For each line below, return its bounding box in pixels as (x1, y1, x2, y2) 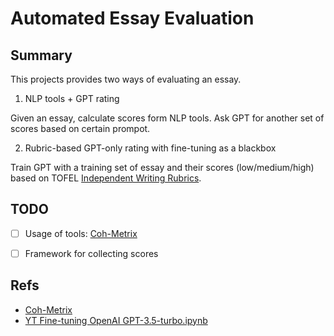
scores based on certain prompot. (10, 123, 151, 134)
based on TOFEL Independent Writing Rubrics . (10, 172, 202, 184)
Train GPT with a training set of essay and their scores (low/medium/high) (10, 162, 315, 173)
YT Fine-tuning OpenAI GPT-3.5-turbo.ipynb (24, 314, 208, 326)
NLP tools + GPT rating (24, 93, 120, 104)
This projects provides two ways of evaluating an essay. (10, 73, 242, 85)
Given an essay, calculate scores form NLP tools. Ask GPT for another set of (10, 112, 325, 124)
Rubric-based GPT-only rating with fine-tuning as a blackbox (24, 142, 277, 154)
